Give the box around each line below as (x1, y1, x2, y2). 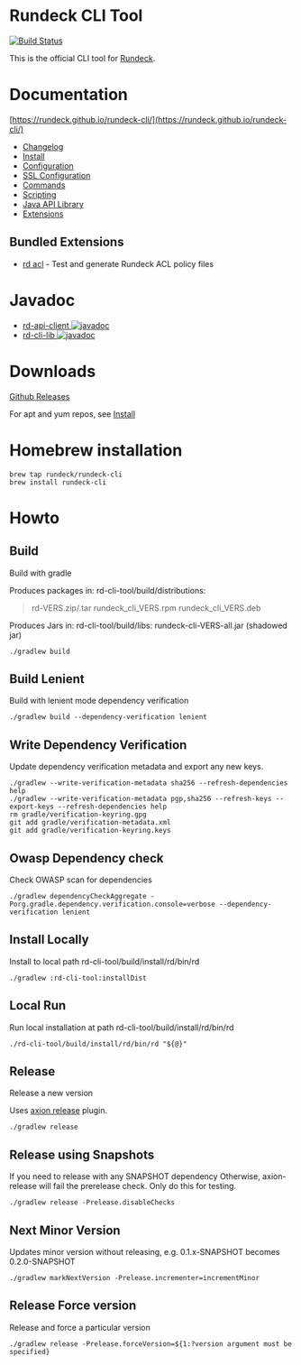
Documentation (9, 85, 129, 105)
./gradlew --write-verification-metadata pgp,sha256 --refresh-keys (9, 795, 272, 804)
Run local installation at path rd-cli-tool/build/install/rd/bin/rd (9, 1021, 234, 1033)
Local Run (9, 998, 67, 1013)
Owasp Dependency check (9, 850, 164, 866)
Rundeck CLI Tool (9, 5, 143, 26)
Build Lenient (9, 671, 85, 687)
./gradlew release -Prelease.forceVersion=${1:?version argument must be (9, 1339, 293, 1349)
